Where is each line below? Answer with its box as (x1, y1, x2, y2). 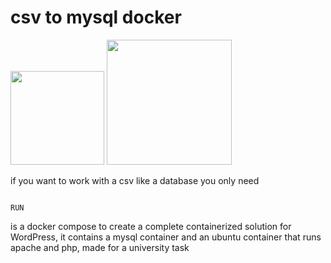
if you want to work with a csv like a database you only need (10, 174, 260, 186)
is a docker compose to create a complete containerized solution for (10, 220, 292, 232)
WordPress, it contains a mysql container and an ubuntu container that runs (10, 231, 322, 243)
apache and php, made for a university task (10, 241, 190, 253)
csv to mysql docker (10, 6, 182, 29)
